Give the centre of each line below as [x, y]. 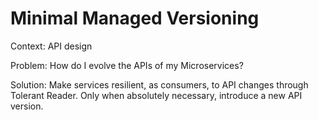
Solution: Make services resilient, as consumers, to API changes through [159, 84]
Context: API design [51, 46]
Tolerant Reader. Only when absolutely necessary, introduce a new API [156, 95]
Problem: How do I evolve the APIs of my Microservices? [127, 65]
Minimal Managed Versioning [135, 18]
